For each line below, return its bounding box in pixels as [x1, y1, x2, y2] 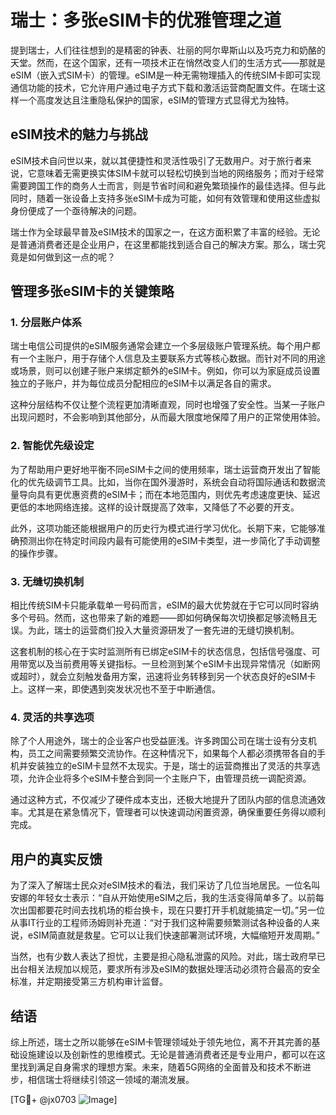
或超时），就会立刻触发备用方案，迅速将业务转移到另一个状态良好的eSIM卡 [10, 671, 317, 683]
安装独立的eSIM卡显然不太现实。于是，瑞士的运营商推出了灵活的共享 [27, 760, 312, 772]
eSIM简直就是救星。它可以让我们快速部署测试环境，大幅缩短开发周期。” [27, 929, 320, 941]
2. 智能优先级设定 [10, 439, 95, 453]
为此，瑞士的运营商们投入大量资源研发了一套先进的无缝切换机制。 [27, 624, 300, 636]
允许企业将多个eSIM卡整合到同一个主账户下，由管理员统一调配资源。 [27, 772, 312, 785]
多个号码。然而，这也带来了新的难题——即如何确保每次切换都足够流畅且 [10, 612, 308, 624]
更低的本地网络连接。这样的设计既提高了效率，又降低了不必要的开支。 [10, 501, 300, 513]
